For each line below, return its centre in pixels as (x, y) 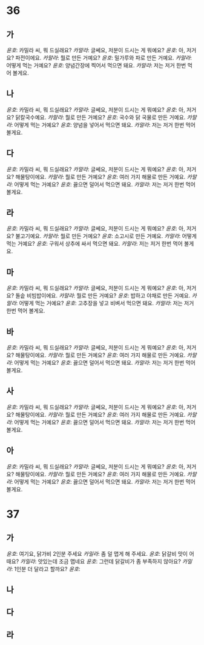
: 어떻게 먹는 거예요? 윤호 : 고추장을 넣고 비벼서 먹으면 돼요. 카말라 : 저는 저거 (105, 303)
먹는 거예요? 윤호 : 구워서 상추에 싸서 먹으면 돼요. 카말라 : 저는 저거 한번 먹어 (94, 244)
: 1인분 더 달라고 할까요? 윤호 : (46, 569)
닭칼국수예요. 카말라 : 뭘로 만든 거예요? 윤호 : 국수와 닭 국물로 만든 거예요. (100, 117)
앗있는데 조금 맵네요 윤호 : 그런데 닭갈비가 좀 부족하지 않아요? (110, 561)
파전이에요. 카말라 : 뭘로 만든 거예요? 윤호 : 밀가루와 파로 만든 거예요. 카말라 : (103, 58)
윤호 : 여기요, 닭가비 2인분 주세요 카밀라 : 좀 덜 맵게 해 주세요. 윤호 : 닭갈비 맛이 (97, 553)
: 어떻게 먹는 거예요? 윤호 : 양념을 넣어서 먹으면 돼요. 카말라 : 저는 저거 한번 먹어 (103, 124)
